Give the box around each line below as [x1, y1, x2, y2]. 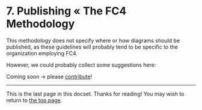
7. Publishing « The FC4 [6, 4, 127, 18]
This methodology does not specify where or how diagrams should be [6, 37, 180, 44]
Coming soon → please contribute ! [6, 73, 92, 80]
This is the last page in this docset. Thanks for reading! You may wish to [6, 90, 185, 97]
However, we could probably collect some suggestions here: [6, 61, 156, 69]
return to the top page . [6, 96, 63, 103]
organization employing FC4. [6, 49, 78, 57]
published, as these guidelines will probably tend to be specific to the [6, 43, 179, 50]
